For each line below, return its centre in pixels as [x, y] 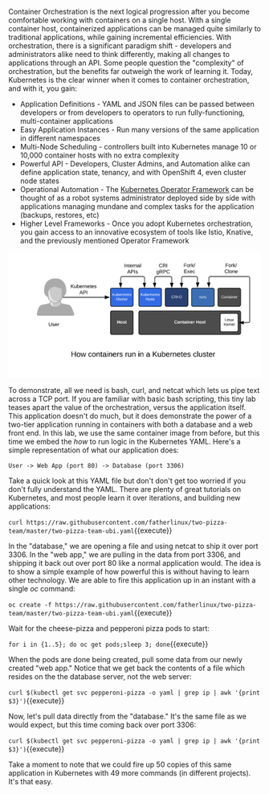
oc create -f [30, 605]
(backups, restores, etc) [59, 215]
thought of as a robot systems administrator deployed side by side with [137, 198]
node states [40, 181]
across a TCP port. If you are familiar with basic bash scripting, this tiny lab [132, 399]
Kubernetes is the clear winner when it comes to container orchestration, [129, 80]
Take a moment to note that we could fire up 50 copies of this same [120, 764]
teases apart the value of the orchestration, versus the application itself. [127, 407]
